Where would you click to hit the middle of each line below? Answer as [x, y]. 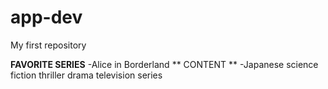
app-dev [46, 17]
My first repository [48, 45]
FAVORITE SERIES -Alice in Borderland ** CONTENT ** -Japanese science [164, 64]
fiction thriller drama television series [86, 75]
